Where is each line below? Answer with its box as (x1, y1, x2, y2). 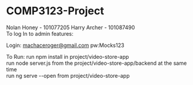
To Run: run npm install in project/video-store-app (6, 53, 129, 60)
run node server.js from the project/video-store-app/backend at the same (6, 59, 187, 67)
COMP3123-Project (6, 4, 104, 18)
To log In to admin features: (6, 30, 74, 37)
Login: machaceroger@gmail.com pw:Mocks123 (6, 42, 124, 49)
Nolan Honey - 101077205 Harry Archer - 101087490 (6, 24, 135, 31)
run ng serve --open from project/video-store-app (6, 72, 130, 79)
